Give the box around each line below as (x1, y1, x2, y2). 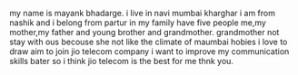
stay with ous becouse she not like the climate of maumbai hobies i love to (9, 36, 288, 47)
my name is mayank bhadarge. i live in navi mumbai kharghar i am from (9, 8, 275, 18)
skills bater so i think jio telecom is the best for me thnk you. (9, 56, 234, 66)
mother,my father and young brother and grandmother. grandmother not (9, 27, 280, 37)
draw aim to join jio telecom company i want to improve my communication (9, 46, 290, 57)
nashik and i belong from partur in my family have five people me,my (9, 17, 266, 28)
